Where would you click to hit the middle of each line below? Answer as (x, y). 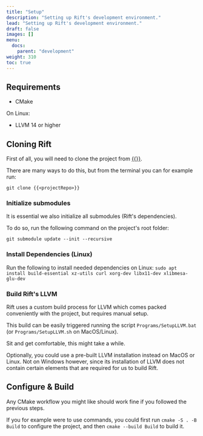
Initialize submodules (38, 203)
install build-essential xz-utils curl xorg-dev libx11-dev (84, 273)
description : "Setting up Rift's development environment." (84, 18)
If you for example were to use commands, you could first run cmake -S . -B (101, 420)
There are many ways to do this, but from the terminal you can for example (100, 171)
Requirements (33, 87)
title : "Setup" (25, 12)
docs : (19, 46)
